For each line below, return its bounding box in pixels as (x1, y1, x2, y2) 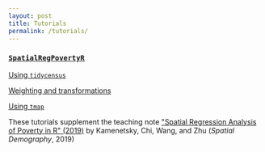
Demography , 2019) (8, 134, 75, 144)
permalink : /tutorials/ (8, 27, 89, 35)
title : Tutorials (8, 19, 67, 27)
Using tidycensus (8, 70, 66, 79)
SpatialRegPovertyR (8, 53, 85, 63)
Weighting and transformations (8, 86, 111, 95)
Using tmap (8, 101, 44, 111)
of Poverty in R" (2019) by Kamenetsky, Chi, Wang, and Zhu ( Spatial (8, 125, 235, 135)
